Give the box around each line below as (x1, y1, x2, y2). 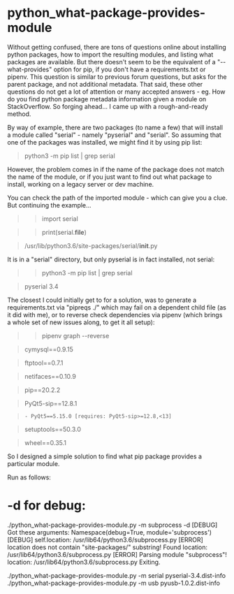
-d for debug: (7, 498, 86, 514)
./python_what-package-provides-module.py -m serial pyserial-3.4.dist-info (7, 571, 226, 579)
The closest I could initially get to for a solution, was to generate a (7, 296, 197, 304)
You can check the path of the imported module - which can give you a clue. (7, 194, 228, 202)
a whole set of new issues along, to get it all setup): (7, 318, 155, 326)
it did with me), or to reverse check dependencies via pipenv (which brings (7, 310, 223, 319)
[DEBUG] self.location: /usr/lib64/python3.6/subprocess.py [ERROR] (7, 535, 204, 544)
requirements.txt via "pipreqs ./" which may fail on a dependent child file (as (7, 303, 227, 312)
